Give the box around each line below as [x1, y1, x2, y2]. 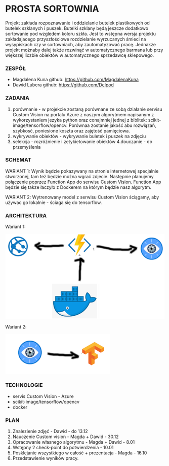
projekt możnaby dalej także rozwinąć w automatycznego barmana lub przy [5, 47, 163, 53]
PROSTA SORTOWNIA [5, 3, 100, 15]
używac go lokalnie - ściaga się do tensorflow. [5, 199, 102, 206]
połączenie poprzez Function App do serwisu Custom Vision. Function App [5, 179, 161, 185]
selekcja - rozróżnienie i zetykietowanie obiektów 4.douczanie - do [12, 138, 153, 145]
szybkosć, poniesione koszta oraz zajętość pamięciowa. [12, 127, 130, 134]
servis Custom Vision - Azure [12, 393, 74, 399]
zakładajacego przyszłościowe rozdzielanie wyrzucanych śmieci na [5, 36, 146, 42]
